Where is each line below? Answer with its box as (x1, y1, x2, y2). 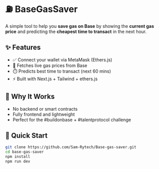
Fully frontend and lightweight (12, 111, 75, 117)
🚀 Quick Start (5, 131, 48, 140)
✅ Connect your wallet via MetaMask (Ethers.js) (12, 56, 113, 62)
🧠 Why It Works (5, 92, 55, 101)
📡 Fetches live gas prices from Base (12, 62, 87, 69)
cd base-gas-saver (5, 149, 44, 155)
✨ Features (5, 43, 41, 52)
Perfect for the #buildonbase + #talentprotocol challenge (12, 116, 131, 123)
